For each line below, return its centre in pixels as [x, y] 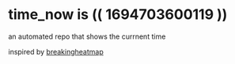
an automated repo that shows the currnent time [87, 36]
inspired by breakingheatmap [56, 51]
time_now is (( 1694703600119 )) [118, 15]
